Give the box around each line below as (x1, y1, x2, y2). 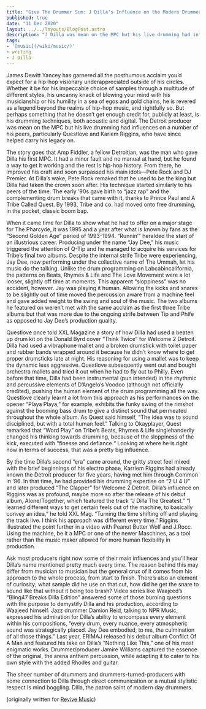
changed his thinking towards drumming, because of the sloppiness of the (6, 433, 194, 440)
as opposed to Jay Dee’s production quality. (6, 316, 118, 324)
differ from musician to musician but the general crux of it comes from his (6, 567, 193, 575)
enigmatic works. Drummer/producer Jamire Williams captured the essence (6, 645, 198, 653)
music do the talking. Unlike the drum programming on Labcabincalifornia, (6, 264, 194, 272)
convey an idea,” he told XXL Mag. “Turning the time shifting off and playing (6, 510, 198, 517)
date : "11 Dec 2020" (6, 20, 59, 26)
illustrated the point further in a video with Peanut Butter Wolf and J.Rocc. (6, 523, 193, 531)
